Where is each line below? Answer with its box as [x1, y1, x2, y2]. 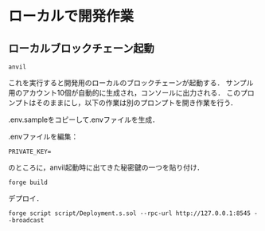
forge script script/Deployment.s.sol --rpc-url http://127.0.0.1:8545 [8, 209, 251, 217]
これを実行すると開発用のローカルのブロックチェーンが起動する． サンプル [8, 78, 254, 88]
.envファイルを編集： [8, 132, 79, 141]
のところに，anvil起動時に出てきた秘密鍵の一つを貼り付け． [8, 162, 205, 172]
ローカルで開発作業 [8, 7, 134, 25]
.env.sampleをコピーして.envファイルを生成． [8, 115, 159, 124]
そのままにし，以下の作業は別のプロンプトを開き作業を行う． [35, 98, 238, 108]
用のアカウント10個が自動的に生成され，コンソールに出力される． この [8, 88, 241, 97]
